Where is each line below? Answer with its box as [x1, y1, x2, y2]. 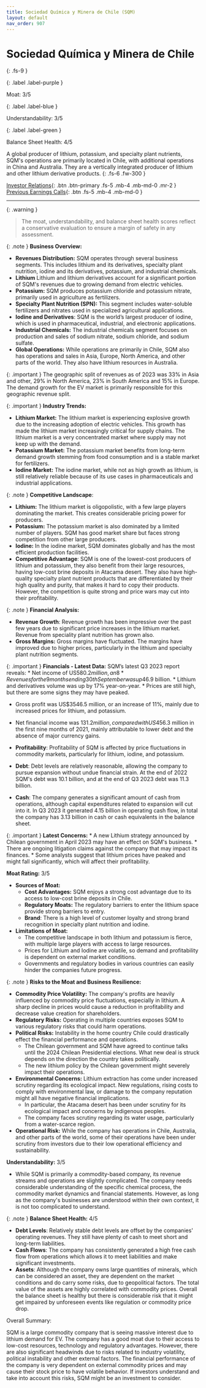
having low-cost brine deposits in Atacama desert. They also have [15, 568, 183, 576]
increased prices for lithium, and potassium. [15, 707, 127, 715]
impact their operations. [24, 1068, 85, 1076]
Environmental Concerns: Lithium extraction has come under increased [15, 1075, 198, 1082]
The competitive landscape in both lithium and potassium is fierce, [24, 934, 193, 941]
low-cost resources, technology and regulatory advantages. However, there [6, 1342, 198, 1349]
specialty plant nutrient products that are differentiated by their [33, 575, 193, 582]
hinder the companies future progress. [24, 966, 122, 974]
